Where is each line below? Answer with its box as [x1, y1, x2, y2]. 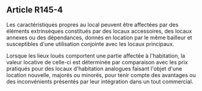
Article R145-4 [6, 5, 63, 15]
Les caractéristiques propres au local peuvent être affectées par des [6, 21, 179, 28]
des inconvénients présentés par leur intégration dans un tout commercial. [6, 78, 193, 85]
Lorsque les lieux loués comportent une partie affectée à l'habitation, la [6, 52, 186, 59]
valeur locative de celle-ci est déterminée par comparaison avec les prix [6, 58, 188, 66]
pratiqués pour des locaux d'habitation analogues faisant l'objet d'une [6, 65, 182, 72]
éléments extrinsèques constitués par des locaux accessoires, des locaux [6, 27, 192, 35]
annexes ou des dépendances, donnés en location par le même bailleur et [6, 33, 192, 41]
